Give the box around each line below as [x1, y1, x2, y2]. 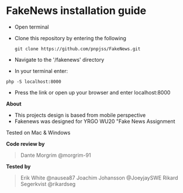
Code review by [6, 140, 45, 147]
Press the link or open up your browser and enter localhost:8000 [14, 89, 171, 96]
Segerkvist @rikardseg [20, 180, 76, 187]
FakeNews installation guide [6, 4, 147, 17]
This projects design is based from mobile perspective [14, 111, 146, 118]
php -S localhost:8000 [6, 79, 61, 85]
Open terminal [14, 23, 49, 30]
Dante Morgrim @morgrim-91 [20, 152, 91, 159]
